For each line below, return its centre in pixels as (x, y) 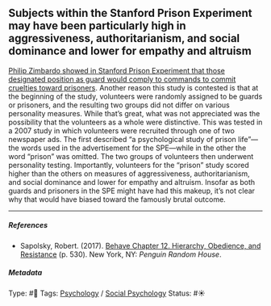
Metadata (25, 273)
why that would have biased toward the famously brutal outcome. (117, 199)
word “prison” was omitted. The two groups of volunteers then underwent (131, 156)
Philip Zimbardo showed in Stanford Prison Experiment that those (117, 70)
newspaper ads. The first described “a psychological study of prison (122, 139)
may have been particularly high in (98, 26)
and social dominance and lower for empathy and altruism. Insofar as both (132, 182)
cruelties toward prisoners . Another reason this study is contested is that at (133, 87)
